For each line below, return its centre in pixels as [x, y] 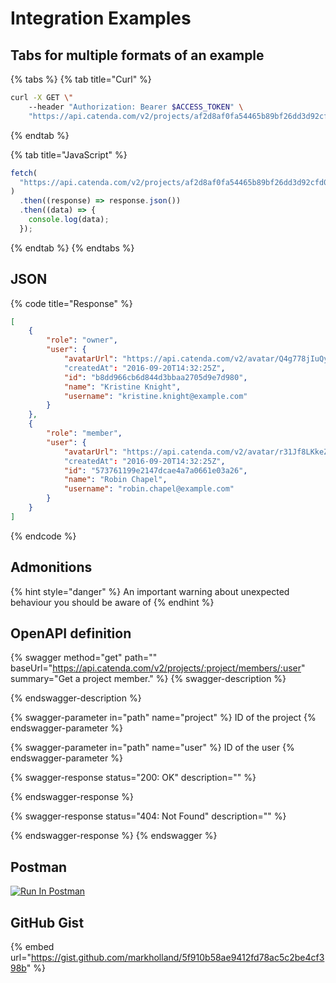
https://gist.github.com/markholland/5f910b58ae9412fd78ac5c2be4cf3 [177, 958]
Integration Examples [101, 18]
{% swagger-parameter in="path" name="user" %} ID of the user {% [152, 748]
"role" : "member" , [84, 433]
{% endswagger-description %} [76, 698]
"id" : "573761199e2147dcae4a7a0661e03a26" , [155, 470]
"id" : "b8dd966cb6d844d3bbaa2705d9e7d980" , [155, 377]
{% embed [32, 947]
